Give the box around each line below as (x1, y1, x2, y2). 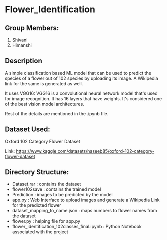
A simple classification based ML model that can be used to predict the (5, 70, 151, 76)
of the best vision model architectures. (5, 101, 85, 107)
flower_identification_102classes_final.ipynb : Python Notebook (12, 224, 142, 230)
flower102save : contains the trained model (12, 186, 101, 192)
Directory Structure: (5, 168, 69, 176)
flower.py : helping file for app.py (12, 218, 81, 224)
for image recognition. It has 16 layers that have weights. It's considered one (5, 95, 162, 101)
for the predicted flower (12, 202, 61, 208)
